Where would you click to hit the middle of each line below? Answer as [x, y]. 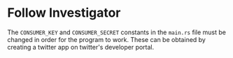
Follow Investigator [64, 13]
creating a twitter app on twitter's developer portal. [81, 47]
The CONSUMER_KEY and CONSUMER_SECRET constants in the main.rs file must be [116, 32]
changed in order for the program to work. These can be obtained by [107, 39]
